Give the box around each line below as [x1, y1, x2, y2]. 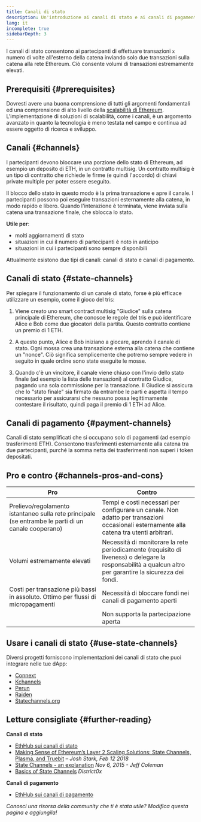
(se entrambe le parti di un [9, 517, 84, 525]
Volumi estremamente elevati [9, 557, 91, 565]
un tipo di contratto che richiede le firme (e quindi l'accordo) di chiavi [6, 171, 177, 179]
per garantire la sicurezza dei [102, 568, 184, 576]
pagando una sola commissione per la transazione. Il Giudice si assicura [14, 381, 193, 389]
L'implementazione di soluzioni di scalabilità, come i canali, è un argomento [6, 112, 191, 120]
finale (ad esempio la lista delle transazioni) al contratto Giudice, [14, 375, 173, 383]
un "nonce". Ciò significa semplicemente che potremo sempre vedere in [14, 351, 193, 358]
